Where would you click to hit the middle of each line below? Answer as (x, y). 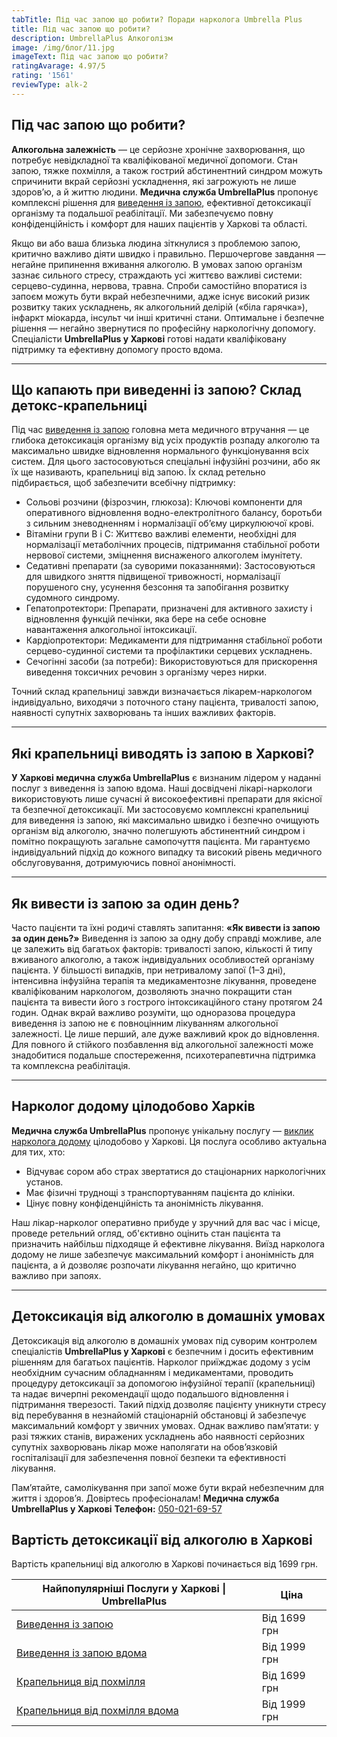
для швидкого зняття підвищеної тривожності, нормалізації (153, 577)
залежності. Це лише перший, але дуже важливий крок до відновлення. (165, 1034)
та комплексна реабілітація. (71, 1065)
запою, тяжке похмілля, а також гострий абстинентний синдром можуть (167, 170)
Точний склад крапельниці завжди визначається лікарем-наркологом (162, 692)
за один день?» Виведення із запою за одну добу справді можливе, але (166, 938)
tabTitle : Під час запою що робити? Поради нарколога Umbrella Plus (157, 19)
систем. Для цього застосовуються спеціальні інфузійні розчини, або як (166, 462)
